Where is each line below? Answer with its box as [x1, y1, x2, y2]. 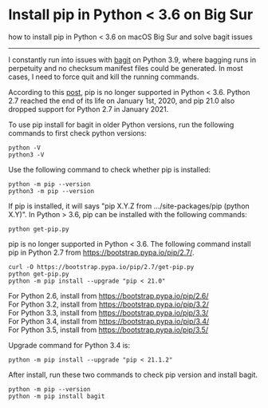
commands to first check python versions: [8, 128, 148, 137]
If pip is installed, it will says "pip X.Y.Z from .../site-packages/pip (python [8, 201, 250, 211]
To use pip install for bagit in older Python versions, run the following [8, 120, 235, 129]
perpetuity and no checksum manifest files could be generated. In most [8, 63, 243, 73]
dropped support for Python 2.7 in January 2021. [8, 104, 169, 113]
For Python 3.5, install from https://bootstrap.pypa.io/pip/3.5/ [8, 325, 209, 335]
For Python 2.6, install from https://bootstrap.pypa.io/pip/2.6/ [8, 291, 209, 300]
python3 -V [8, 150, 45, 159]
